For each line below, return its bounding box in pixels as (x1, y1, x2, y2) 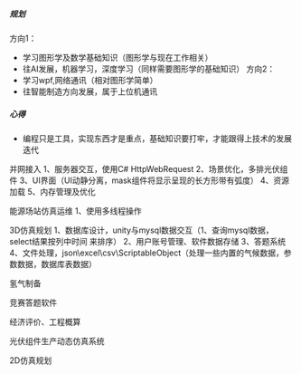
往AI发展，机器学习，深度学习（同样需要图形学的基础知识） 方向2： (22, 63, 276, 74)
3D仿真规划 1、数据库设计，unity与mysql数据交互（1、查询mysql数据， (9, 225, 274, 235)
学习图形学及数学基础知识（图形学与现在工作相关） (22, 52, 213, 62)
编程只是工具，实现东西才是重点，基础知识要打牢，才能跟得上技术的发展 (22, 132, 292, 144)
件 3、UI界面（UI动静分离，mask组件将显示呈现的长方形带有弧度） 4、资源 (9, 175, 290, 186)
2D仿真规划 (9, 354, 52, 366)
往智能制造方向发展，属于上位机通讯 (22, 86, 158, 97)
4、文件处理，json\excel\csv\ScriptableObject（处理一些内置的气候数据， (9, 247, 285, 258)
